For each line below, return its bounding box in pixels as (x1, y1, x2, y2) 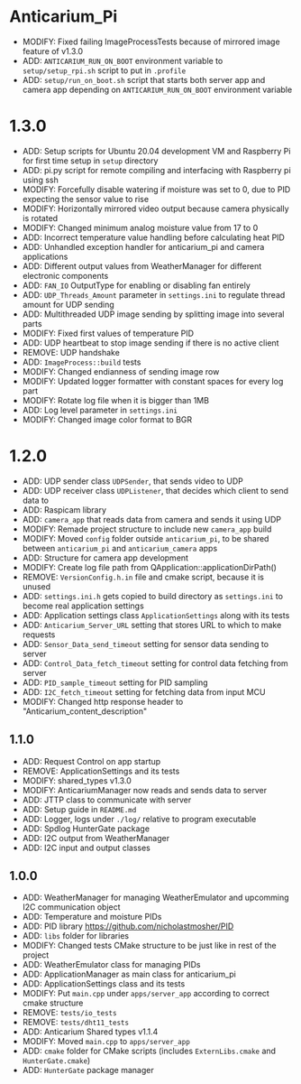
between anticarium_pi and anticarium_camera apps (22, 542, 218, 553)
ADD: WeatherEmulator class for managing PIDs (22, 959, 201, 970)
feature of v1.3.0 (22, 45, 84, 56)
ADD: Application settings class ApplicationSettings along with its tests (22, 609, 290, 620)
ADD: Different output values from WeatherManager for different (22, 260, 262, 272)
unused (22, 580, 51, 592)
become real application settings (22, 600, 144, 611)
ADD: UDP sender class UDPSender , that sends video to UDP (22, 476, 243, 486)
